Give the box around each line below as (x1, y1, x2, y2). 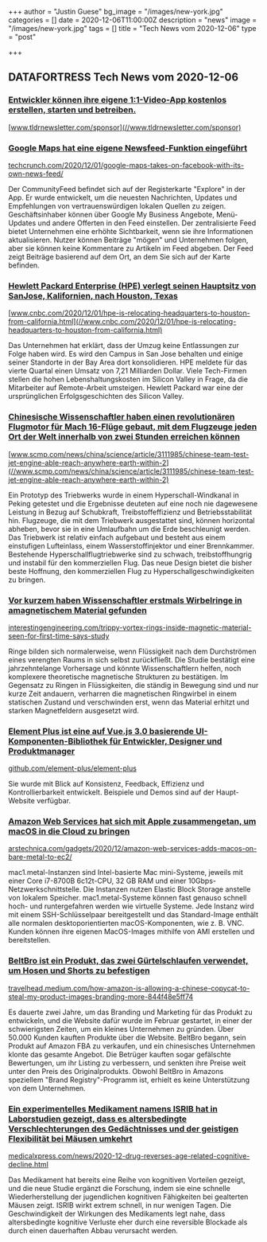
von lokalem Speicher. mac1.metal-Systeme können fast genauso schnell (8, 893, 247, 903)
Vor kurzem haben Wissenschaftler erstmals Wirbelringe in (8, 595, 242, 606)
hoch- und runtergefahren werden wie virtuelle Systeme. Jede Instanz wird (8, 901, 254, 911)
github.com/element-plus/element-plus (8, 764, 137, 773)
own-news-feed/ (8, 169, 64, 178)
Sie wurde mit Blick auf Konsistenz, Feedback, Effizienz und (8, 779, 204, 789)
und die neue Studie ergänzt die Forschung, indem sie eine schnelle (8, 1184, 230, 1193)
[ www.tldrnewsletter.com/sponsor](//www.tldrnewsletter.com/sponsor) (8, 123, 242, 132)
